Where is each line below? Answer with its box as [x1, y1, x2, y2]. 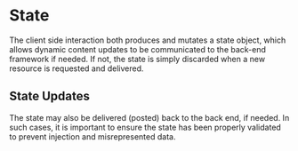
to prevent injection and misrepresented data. [9, 131, 176, 142]
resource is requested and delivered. [9, 63, 144, 74]
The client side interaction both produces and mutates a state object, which [9, 35, 286, 45]
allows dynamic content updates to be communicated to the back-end [9, 44, 267, 54]
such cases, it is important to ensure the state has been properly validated [9, 122, 282, 132]
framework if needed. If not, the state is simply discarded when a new [9, 53, 265, 64]
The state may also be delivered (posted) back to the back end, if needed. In [9, 112, 290, 123]
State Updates [9, 89, 91, 104]
